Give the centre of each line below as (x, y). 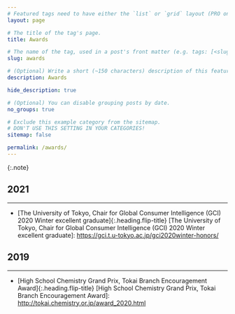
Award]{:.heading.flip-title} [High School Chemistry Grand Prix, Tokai (116, 288)
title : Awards (28, 39)
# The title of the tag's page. (54, 33)
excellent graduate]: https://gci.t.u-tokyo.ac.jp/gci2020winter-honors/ (118, 235)
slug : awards (26, 59)
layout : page (26, 20)
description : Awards (37, 78)
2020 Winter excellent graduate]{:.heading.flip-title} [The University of (119, 220)
